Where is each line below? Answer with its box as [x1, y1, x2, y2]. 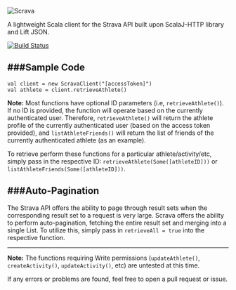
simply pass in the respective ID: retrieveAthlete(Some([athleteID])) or [7, 157, 218, 165]
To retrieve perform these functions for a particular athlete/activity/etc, [7, 150, 212, 158]
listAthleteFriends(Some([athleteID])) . [7, 164, 126, 173]
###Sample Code [7, 62, 86, 74]
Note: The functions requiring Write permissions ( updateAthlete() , [7, 253, 200, 262]
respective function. [7, 233, 65, 242]
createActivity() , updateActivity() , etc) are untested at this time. [7, 261, 200, 270]
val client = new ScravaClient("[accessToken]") [7, 80, 152, 87]
